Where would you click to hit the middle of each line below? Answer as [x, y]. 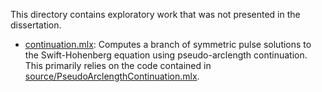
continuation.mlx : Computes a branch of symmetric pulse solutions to [168, 44]
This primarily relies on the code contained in [118, 65]
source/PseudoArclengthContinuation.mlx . [112, 76]
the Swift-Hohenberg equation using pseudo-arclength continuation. [166, 55]
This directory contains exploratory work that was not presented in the [155, 14]
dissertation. [36, 25]
